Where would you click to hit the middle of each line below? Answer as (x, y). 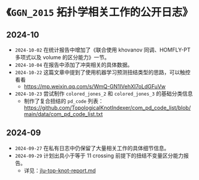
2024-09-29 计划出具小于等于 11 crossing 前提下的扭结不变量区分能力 (99, 155)
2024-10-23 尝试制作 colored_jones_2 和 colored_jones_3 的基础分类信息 (104, 94)
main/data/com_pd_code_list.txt (63, 114)
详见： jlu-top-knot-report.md (60, 170)
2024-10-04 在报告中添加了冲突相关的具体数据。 (74, 65)
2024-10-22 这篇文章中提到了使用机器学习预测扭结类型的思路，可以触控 (102, 72)
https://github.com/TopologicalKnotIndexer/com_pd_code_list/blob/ (107, 108)
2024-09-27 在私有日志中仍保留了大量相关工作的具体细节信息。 (92, 148)
